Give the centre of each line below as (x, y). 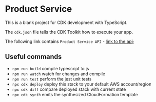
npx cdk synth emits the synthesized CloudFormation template (75, 94)
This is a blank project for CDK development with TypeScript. (66, 22)
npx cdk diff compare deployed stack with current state (69, 89)
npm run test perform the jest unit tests (52, 79)
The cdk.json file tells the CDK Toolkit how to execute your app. (69, 32)
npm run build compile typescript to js (50, 68)
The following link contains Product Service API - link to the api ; (69, 41)
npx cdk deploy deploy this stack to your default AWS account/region (82, 84)
